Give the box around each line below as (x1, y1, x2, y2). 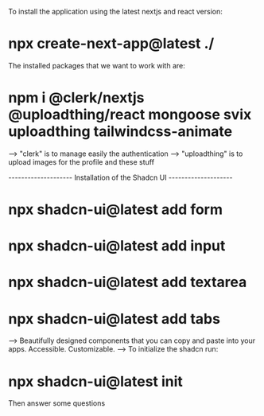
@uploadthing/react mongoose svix (8, 106, 252, 124)
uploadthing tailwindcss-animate (8, 122, 233, 141)
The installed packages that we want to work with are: (8, 60, 185, 70)
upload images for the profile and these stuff (8, 157, 155, 166)
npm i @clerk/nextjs (8, 89, 145, 107)
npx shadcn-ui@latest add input (8, 237, 226, 255)
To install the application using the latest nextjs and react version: (8, 7, 223, 16)
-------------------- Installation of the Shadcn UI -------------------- (8, 173, 233, 182)
